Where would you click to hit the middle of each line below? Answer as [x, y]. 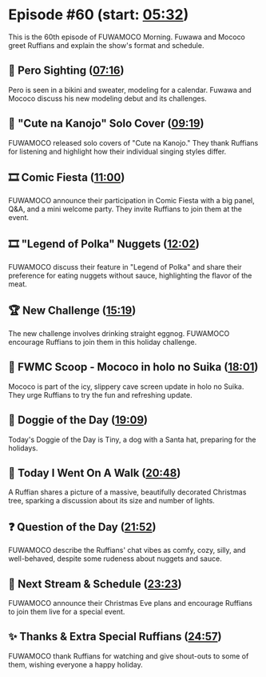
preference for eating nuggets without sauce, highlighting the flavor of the [130, 276]
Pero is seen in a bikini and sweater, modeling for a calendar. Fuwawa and [130, 90]
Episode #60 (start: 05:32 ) [99, 15]
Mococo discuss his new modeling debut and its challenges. [108, 98]
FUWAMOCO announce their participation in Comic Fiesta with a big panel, [132, 201]
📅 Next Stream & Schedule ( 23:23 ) [95, 584]
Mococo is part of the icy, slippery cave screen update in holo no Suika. [126, 387]
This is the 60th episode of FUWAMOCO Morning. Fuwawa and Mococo [127, 37]
